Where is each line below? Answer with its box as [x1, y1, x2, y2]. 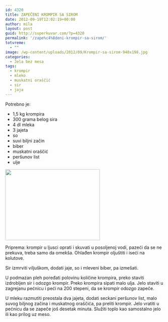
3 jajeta [12, 127, 28, 133]
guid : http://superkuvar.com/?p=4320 [5, 31, 85, 36]
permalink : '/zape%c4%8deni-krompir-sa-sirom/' [5, 36, 107, 41]
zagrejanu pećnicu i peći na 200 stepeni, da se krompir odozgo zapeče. [5, 285, 155, 291]
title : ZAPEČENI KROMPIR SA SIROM [5, 12, 78, 17]
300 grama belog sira [12, 116, 58, 122]
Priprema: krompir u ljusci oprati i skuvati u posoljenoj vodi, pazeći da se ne [5, 244, 162, 250]
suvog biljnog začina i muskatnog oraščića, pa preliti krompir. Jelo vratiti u [5, 300, 159, 306]
